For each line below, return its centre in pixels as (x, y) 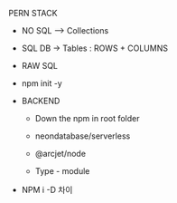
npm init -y (42, 83)
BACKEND (41, 101)
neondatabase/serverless (83, 136)
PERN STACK (33, 13)
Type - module (62, 171)
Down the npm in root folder (88, 118)
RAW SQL (40, 66)
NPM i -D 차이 (47, 190)
